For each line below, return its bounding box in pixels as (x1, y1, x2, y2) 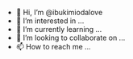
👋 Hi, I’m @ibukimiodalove (15, 8, 103, 17)
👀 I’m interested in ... (15, 16, 85, 26)
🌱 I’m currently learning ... (15, 25, 102, 33)
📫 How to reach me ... (15, 42, 91, 51)
